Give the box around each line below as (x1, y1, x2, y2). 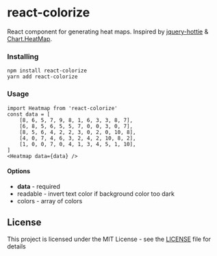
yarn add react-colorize (7, 73, 78, 80)
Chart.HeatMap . (7, 34, 53, 42)
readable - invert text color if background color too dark (16, 190, 175, 198)
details (7, 242, 26, 251)
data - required (16, 182, 60, 190)
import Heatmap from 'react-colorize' (7, 105, 118, 112)
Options (7, 167, 31, 175)
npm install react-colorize (7, 67, 88, 75)
